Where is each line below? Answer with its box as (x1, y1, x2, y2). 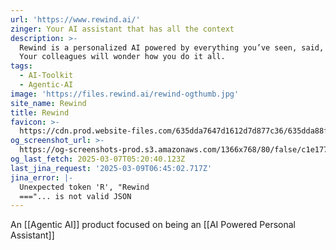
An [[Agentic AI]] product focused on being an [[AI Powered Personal (10, 219, 296, 231)
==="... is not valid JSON (19, 191, 132, 201)
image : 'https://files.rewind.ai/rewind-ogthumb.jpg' (10, 89, 240, 99)
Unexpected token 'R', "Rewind (19, 182, 150, 192)
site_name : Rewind (10, 98, 87, 108)
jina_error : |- (10, 172, 74, 183)
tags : (10, 61, 33, 71)
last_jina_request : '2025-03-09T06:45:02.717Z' (10, 163, 213, 173)
